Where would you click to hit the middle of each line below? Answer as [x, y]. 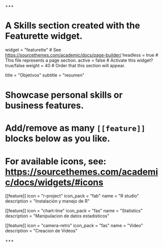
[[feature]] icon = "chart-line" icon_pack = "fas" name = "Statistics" [74, 211]
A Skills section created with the [73, 26]
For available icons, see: [56, 161]
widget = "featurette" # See [33, 49]
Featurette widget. [44, 36]
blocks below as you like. [58, 139]
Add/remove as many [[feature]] [75, 128]
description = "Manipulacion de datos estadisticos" [57, 216]
